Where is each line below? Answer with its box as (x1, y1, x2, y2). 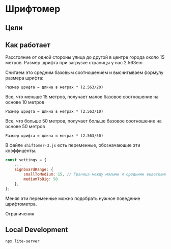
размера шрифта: (5, 75, 44, 81)
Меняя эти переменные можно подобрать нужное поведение (5, 195, 140, 202)
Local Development (5, 225, 68, 234)
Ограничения (5, 210, 35, 217)
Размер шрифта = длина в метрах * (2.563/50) (5, 133, 103, 138)
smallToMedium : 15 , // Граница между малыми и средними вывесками (23, 172, 167, 177)
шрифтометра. (5, 201, 37, 207)
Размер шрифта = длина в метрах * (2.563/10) (5, 109, 103, 114)
